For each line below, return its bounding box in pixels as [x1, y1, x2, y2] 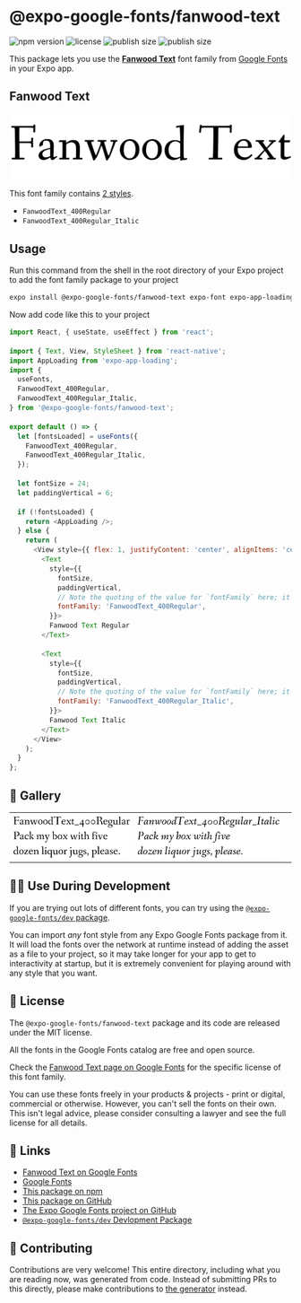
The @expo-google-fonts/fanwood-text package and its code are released [9, 1017, 280, 1028]
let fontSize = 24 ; [17, 479, 90, 488]
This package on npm [21, 1186, 103, 1197]
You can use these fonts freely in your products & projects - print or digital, [9, 1089, 286, 1099]
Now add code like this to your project [9, 310, 150, 320]
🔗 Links [9, 1143, 51, 1159]
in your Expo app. [9, 63, 74, 74]
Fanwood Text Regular [48, 621, 130, 630]
